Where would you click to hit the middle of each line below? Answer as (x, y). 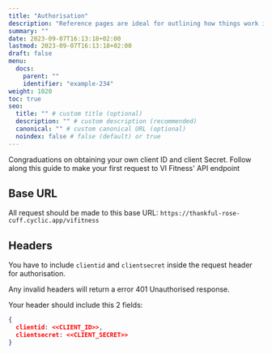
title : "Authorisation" (49, 16)
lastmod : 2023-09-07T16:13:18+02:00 (70, 46)
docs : (25, 69)
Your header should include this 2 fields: (76, 305)
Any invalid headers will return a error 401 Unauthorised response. (119, 289)
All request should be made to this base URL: (83, 213)
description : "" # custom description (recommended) (106, 122)
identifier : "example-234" (68, 83)
